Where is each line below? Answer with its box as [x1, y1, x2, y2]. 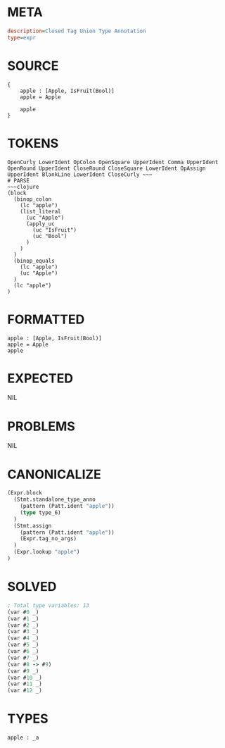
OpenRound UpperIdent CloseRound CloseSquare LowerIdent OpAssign [7, 165, 206, 172]
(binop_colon [13, 195, 52, 203]
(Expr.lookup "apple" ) [13, 549, 80, 556]
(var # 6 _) [7, 648, 39, 655]
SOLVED [7, 579, 57, 595]
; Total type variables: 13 [7, 601, 90, 609]
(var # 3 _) [7, 628, 39, 635]
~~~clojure [7, 183, 39, 190]
